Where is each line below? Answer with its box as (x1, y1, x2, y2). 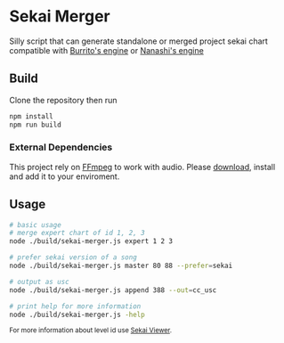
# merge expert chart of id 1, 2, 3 (9, 229, 145, 238)
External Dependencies (9, 141, 113, 153)
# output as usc (9, 277, 69, 286)
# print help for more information (9, 301, 142, 311)
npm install (9, 111, 53, 121)
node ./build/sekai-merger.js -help (9, 310, 145, 319)
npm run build (9, 120, 62, 129)
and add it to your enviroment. (9, 171, 120, 182)
